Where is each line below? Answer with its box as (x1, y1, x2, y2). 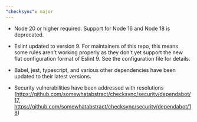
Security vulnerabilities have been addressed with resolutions (14, 84, 164, 91)
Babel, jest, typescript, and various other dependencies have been (14, 66, 176, 74)
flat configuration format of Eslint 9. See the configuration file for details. (14, 55, 191, 62)
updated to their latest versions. (14, 72, 92, 80)
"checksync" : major (5, 8, 54, 15)
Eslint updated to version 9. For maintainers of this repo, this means (14, 42, 178, 50)
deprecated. (14, 31, 44, 38)
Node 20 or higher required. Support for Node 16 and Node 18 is (14, 25, 170, 32)
